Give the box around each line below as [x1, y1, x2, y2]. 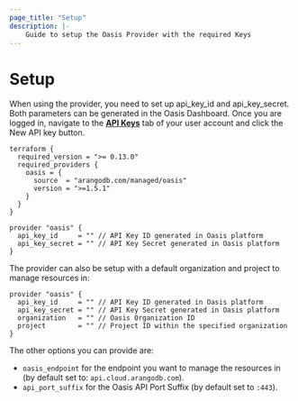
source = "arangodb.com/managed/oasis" [32, 177, 187, 186]
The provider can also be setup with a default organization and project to [9, 263, 280, 274]
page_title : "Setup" [9, 13, 87, 23]
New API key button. [9, 127, 86, 138]
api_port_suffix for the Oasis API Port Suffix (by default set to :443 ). [22, 382, 278, 393]
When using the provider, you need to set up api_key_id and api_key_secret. [9, 98, 290, 109]
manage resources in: [9, 272, 90, 284]
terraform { [9, 145, 54, 154]
